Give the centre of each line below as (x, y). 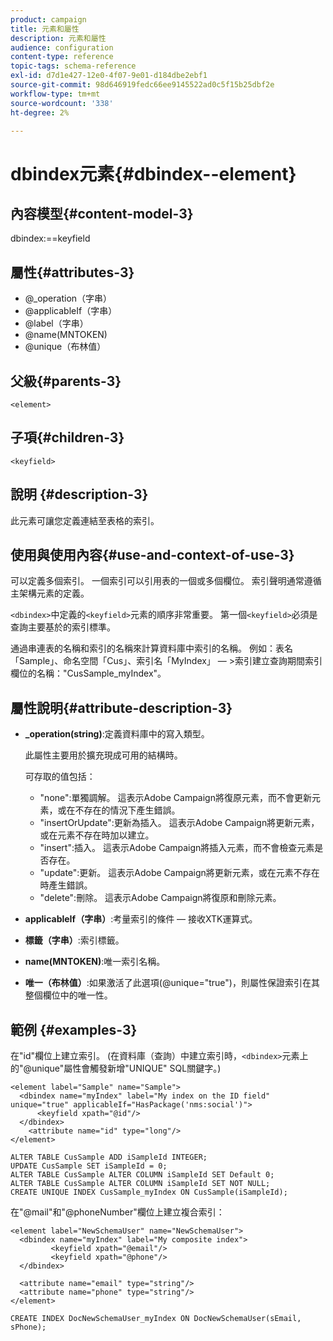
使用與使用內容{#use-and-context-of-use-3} (152, 555)
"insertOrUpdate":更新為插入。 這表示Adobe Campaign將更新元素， (179, 823)
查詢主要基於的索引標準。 (63, 627)
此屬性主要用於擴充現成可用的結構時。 (103, 755)
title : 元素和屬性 (45, 29)
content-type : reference (62, 57)
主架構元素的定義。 (50, 593)
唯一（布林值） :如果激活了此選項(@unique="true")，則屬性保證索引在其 (172, 983)
